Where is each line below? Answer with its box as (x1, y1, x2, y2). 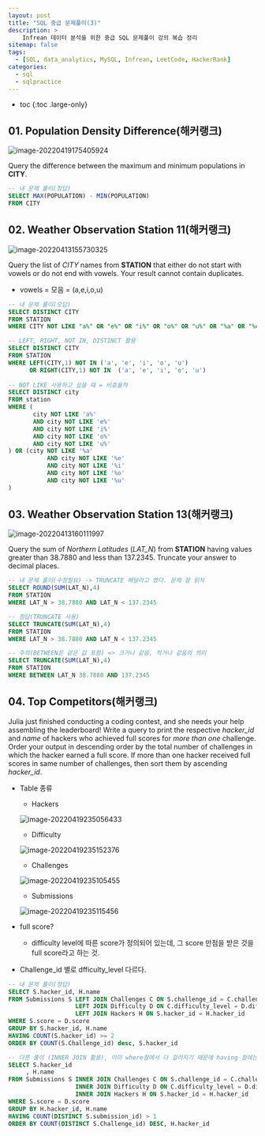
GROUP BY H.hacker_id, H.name (8, 1104, 108, 1113)
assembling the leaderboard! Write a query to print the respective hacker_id (8, 725, 255, 734)
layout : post (8, 11, 51, 20)
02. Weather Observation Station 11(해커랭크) (8, 223, 231, 237)
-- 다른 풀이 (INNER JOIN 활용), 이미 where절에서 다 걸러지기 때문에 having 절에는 (8, 1053, 258, 1062)
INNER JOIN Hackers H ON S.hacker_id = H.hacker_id (75, 1090, 248, 1098)
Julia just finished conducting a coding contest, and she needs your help (8, 716, 244, 726)
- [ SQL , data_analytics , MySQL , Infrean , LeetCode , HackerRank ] (15, 56, 231, 64)
